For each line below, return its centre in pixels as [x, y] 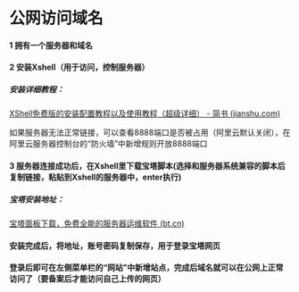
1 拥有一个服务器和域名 [51, 45]
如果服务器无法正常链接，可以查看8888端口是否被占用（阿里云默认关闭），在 [150, 133]
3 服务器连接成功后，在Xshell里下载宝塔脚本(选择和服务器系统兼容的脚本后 [147, 165]
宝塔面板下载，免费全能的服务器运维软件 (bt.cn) [97, 223]
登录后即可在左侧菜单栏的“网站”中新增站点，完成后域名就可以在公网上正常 [146, 268]
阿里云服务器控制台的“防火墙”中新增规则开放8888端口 [108, 144]
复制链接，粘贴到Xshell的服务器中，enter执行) [96, 177]
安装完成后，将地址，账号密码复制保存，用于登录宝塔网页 [115, 246]
